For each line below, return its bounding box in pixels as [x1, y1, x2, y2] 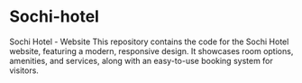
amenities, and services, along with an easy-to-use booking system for [9, 55, 273, 66]
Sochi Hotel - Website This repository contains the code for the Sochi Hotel [9, 36, 289, 47]
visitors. [9, 65, 39, 76]
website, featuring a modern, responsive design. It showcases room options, [9, 45, 294, 56]
